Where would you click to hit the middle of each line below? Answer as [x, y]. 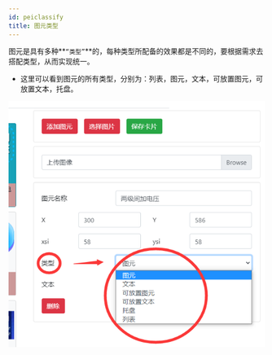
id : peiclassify [36, 17]
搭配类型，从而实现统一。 [51, 61]
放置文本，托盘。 [49, 89]
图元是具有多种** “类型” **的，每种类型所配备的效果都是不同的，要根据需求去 [136, 51]
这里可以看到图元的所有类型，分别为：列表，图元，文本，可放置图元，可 [141, 78]
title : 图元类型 [33, 26]
